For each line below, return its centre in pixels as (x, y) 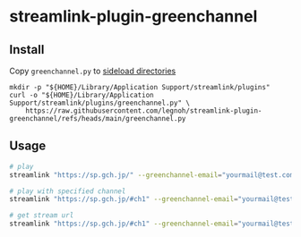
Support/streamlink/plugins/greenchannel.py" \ (100, 103)
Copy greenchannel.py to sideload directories (93, 71)
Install (27, 50)
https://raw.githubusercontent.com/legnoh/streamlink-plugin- (144, 111)
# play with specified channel (68, 191)
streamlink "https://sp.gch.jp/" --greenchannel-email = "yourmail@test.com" (154, 175)
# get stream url (42, 216)
